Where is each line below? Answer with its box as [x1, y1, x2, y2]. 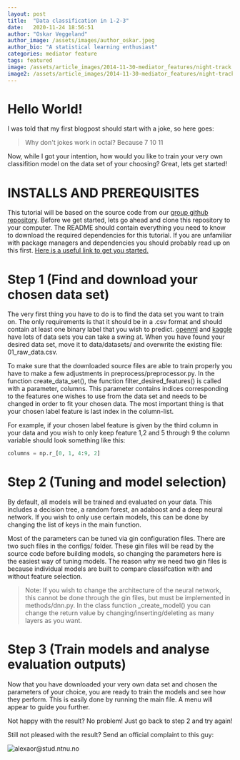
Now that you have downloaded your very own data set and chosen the [7, 680, 218, 689]
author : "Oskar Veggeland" [7, 30, 88, 38]
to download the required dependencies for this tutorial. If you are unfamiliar [7, 231, 232, 240]
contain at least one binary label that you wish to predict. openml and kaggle [7, 325, 232, 334]
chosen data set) [7, 286, 109, 303]
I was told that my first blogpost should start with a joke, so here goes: [7, 124, 214, 133]
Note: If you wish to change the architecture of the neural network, [24, 586, 221, 594]
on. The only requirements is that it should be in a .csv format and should [7, 318, 223, 326]
